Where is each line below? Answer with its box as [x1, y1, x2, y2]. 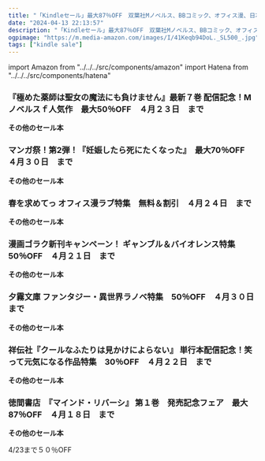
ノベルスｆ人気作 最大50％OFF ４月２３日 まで [8, 104, 204, 115]
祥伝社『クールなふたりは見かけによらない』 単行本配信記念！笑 [8, 344, 252, 355]
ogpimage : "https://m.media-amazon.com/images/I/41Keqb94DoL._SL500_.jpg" [8, 33, 259, 42]
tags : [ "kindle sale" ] [8, 41, 83, 49]
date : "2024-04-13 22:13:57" [8, 19, 104, 27]
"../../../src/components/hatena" [8, 71, 111, 80]
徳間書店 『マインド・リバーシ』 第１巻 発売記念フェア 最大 [8, 397, 248, 408]
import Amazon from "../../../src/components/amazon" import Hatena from [8, 62, 248, 72]
